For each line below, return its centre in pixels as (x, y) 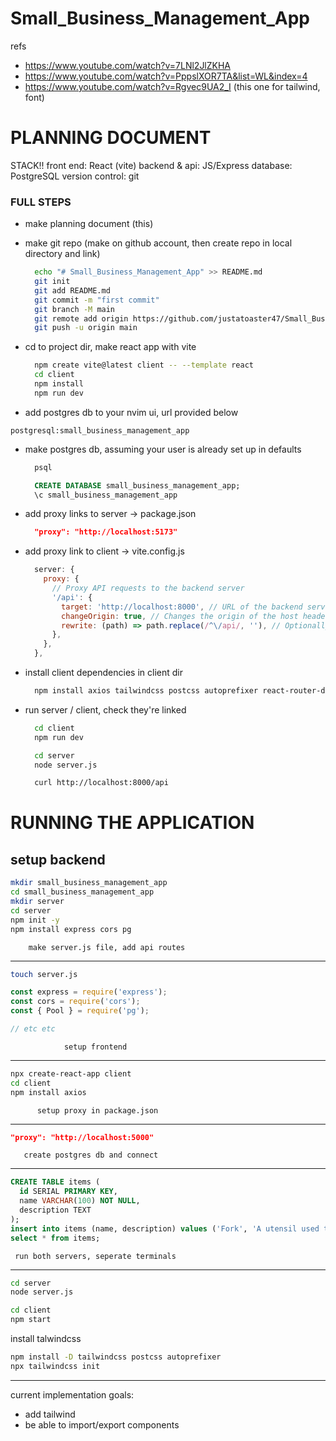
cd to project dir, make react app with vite (110, 347)
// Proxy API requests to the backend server (148, 588)
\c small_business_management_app (106, 495)
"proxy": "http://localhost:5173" (106, 532)
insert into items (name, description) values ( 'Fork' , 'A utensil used (165, 1228)
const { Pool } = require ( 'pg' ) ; (80, 1011)
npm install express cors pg (71, 929)
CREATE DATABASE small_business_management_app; (137, 485)
